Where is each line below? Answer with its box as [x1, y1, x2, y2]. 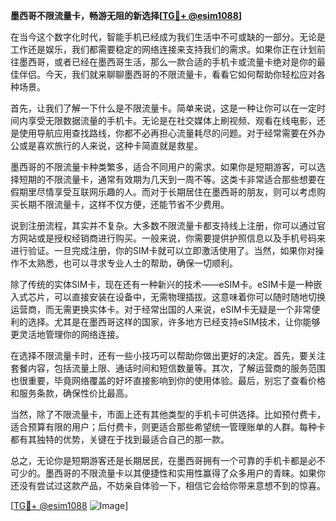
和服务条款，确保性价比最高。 [10, 387, 133, 399]
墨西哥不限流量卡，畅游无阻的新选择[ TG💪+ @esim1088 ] [10, 10, 243, 21]
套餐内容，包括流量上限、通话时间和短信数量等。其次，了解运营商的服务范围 [10, 362, 326, 374]
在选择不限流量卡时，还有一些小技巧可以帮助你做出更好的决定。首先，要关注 [10, 350, 326, 361]
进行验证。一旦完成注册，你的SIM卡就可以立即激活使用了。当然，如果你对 [10, 245, 316, 256]
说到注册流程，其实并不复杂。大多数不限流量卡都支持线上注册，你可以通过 [10, 220, 317, 231]
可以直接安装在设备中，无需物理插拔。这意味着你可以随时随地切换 [53, 291, 326, 303]
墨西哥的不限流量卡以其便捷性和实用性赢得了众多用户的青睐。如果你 [44, 467, 326, 479]
